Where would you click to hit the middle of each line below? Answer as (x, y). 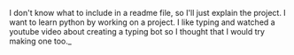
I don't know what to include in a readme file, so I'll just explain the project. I (147, 13)
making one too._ (41, 41)
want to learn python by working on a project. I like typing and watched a (143, 22)
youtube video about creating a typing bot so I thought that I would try (137, 31)
